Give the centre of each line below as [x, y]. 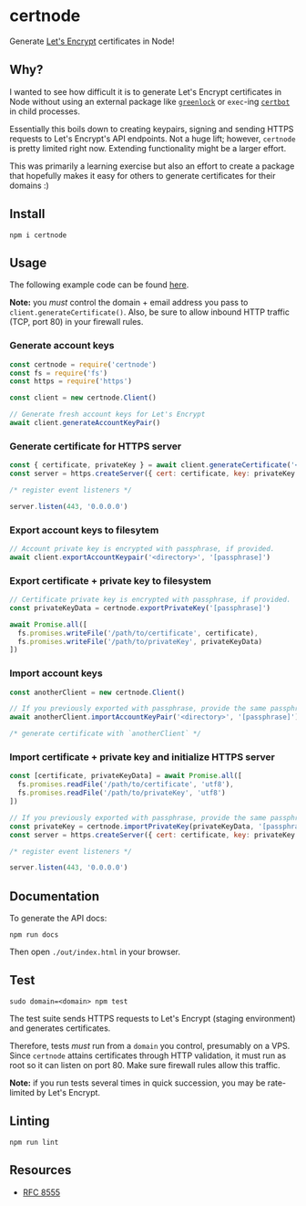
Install [27, 214]
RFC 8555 [41, 1192]
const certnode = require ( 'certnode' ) [83, 364]
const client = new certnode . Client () [83, 398]
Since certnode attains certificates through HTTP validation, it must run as [148, 1055]
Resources [41, 1170]
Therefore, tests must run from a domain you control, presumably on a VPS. [150, 1045]
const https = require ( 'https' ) [71, 381]
